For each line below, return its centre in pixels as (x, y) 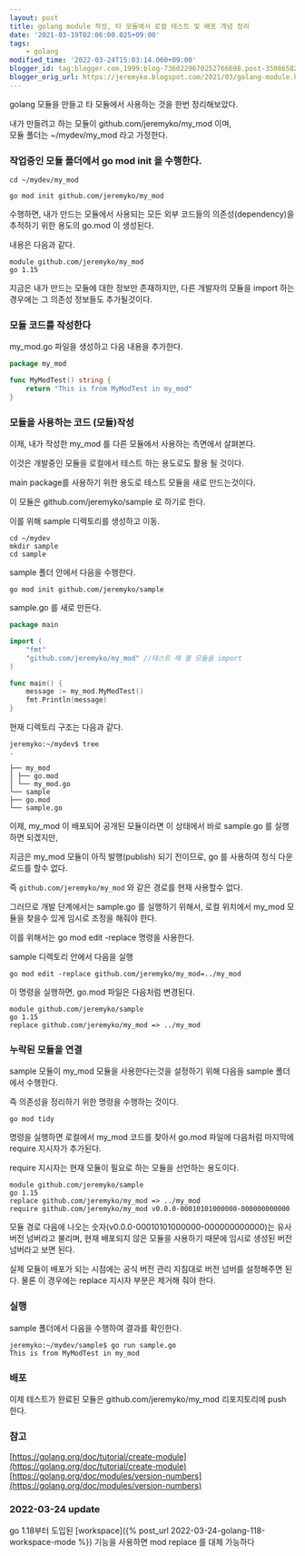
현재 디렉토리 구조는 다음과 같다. (67, 727)
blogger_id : (32, 69)
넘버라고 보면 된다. (42, 1250)
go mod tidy (32, 1119)
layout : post (34, 18)
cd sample (28, 555)
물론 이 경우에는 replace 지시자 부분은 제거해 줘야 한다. (118, 1280)
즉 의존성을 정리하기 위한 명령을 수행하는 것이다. (94, 1102)
